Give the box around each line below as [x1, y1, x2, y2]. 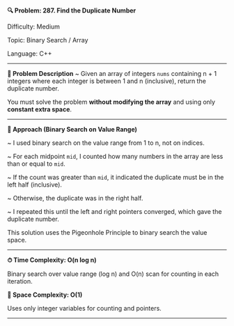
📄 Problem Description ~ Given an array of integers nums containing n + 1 [7, 70, 217, 77]
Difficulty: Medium [7, 22, 61, 31]
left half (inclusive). [7, 180, 63, 189]
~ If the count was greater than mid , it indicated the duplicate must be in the [7, 173, 224, 181]
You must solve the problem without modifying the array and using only [7, 98, 216, 106]
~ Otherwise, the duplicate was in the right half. [7, 194, 143, 202]
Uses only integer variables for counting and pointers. [7, 304, 162, 312]
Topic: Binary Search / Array [7, 36, 88, 44]
